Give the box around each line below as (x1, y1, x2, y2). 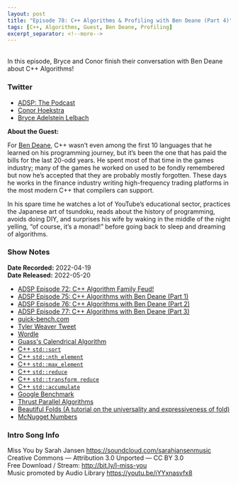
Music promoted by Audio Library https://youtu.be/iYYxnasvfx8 (7, 468, 193, 478)
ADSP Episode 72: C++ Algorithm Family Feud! (17, 284, 154, 293)
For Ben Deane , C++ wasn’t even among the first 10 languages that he (7, 141, 212, 149)
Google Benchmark (17, 390, 74, 398)
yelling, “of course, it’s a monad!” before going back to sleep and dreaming (7, 222, 226, 231)
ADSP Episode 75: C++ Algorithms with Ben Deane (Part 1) (17, 292, 189, 301)
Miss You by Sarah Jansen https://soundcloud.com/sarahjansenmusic (7, 446, 212, 455)
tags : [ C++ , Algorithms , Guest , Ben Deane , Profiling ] (7, 23, 173, 30)
